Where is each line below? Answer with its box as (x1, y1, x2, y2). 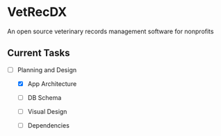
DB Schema (27, 93, 62, 101)
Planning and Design (17, 65, 77, 74)
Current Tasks (7, 47, 70, 59)
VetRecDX (7, 4, 67, 20)
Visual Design (27, 107, 67, 115)
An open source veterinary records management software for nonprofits (7, 27, 214, 35)
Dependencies (27, 121, 69, 129)
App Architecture (27, 79, 77, 87)
